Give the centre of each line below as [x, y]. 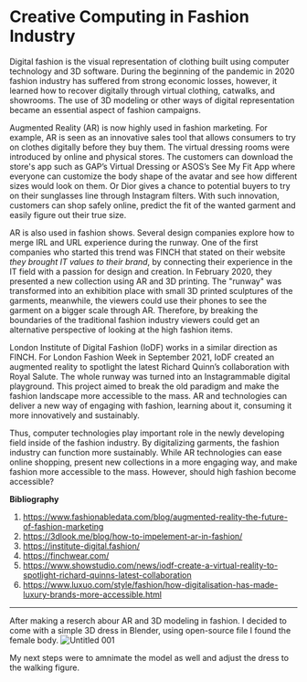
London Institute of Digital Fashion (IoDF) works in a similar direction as [143, 347]
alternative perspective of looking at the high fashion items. [121, 330]
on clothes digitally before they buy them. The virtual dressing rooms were [150, 147]
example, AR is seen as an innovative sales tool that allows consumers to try [153, 137]
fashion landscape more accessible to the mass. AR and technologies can [148, 395]
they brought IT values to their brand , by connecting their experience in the [151, 261]
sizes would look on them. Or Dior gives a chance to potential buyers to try [150, 185]
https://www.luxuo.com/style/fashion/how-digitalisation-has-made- [150, 584]
